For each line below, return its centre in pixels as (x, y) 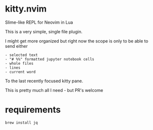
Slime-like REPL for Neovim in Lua (39, 22)
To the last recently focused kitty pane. (44, 81)
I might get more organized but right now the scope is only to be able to (77, 41)
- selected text (21, 55)
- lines (13, 68)
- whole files (19, 63)
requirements (33, 110)
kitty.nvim (26, 9)
